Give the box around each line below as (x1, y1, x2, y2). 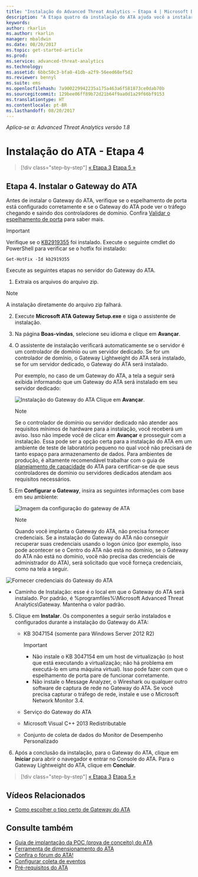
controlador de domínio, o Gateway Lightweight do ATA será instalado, (14, 354, 186, 361)
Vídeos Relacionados (6, 790, 85, 800)
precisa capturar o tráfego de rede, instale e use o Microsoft (32, 691, 179, 698)
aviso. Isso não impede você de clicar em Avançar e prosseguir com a (14, 432, 186, 439)
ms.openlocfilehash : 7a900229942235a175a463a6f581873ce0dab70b (6, 86, 165, 92)
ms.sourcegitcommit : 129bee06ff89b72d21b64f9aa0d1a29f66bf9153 (6, 91, 165, 97)
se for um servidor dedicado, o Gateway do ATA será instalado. (14, 361, 169, 368)
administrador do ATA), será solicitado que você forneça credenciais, (14, 559, 183, 567)
